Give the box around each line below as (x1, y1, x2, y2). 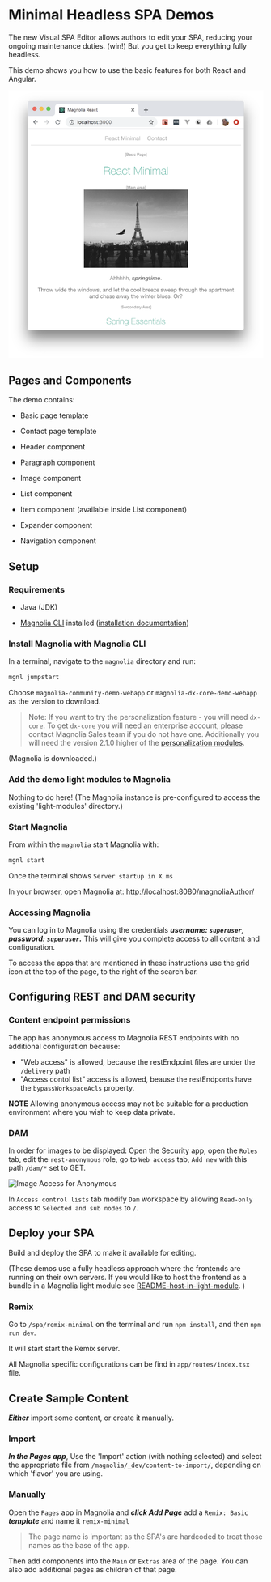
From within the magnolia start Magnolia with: (8, 840, 159, 849)
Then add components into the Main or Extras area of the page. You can (8, 1556, 248, 1566)
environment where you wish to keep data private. (8, 1107, 176, 1116)
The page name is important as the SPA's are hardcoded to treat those (28, 1532, 263, 1542)
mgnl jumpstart (8, 674, 60, 682)
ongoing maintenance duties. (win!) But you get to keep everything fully (8, 40, 248, 50)
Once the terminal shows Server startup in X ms (8, 870, 174, 880)
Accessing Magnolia (8, 907, 91, 918)
